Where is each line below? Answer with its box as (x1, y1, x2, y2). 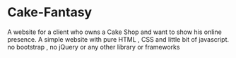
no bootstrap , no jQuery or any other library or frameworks (7, 42, 180, 51)
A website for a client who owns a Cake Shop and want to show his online (7, 28, 223, 36)
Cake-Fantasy (7, 4, 93, 21)
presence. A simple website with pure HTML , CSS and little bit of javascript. (7, 35, 230, 43)
